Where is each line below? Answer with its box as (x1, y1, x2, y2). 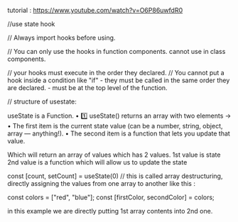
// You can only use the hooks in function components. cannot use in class (7, 48, 226, 55)
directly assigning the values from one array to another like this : (7, 179, 195, 187)
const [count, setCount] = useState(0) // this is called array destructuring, (7, 172, 223, 180)
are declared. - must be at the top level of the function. (7, 84, 168, 91)
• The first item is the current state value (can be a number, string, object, (7, 122, 223, 130)
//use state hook (7, 20, 55, 28)
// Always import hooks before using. (7, 33, 116, 42)
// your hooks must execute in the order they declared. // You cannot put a (7, 69, 225, 77)
